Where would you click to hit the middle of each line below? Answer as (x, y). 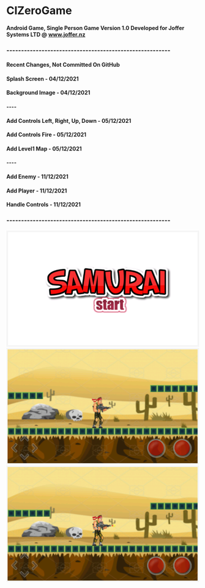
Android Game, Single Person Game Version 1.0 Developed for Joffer (95, 28)
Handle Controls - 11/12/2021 (44, 205)
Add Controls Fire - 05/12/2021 (47, 134)
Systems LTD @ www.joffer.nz (46, 34)
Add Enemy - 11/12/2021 (37, 177)
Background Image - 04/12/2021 (48, 93)
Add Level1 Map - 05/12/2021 (44, 149)
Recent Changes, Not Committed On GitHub (63, 65)
